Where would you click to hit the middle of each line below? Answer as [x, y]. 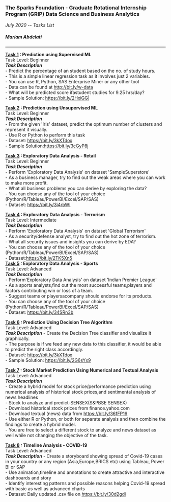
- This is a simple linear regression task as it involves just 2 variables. [78, 76]
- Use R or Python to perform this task [45, 135]
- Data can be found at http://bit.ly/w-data [49, 87]
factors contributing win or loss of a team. [49, 291]
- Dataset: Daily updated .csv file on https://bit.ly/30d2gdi [66, 494]
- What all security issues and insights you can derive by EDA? [71, 242]
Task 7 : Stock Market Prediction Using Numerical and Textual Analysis [82, 370]
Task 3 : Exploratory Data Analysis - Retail [51, 156]
